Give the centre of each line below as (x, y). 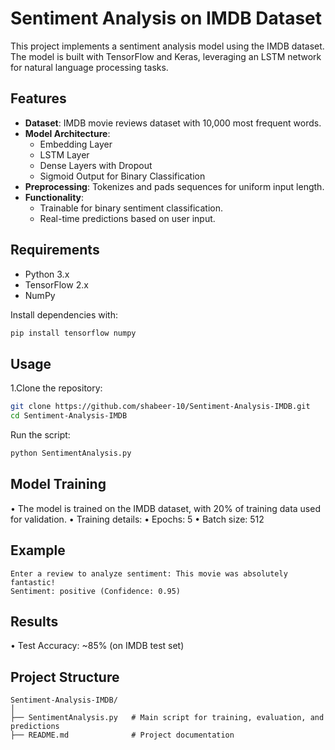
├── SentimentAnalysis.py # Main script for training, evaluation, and (167, 718)
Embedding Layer (76, 144)
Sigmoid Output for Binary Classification (122, 176)
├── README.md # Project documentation (122, 735)
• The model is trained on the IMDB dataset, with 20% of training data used (165, 508)
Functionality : (54, 197)
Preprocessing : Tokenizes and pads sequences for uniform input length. (174, 186)
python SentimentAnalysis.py (71, 453)
